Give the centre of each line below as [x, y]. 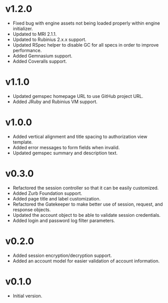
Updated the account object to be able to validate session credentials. [87, 215]
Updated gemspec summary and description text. [65, 153]
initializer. [23, 28]
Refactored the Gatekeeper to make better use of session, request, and [88, 204]
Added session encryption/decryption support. [62, 255]
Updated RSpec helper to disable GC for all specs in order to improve [86, 45]
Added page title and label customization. [57, 198]
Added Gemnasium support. [43, 56]
